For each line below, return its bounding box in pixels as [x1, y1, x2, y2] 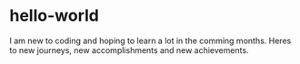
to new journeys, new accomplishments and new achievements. [9, 44, 249, 55]
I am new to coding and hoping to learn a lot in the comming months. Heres [9, 35, 292, 46]
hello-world [9, 5, 100, 26]
